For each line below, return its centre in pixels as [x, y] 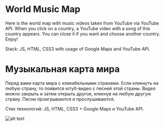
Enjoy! [12, 39]
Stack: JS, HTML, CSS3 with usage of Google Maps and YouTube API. [78, 49]
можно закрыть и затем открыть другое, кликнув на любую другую [78, 93]
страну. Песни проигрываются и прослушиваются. [60, 99]
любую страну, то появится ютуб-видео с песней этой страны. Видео [80, 88]
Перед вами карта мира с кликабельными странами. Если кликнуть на [82, 83]
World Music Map [43, 9]
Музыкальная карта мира [62, 69]
